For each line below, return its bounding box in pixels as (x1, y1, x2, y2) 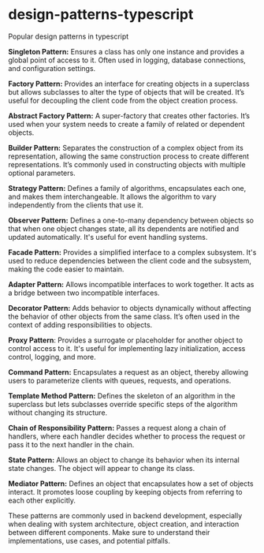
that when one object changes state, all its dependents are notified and (8, 223, 239, 234)
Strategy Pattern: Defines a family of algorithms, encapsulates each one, (8, 183, 247, 192)
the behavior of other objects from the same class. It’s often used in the (8, 312, 240, 321)
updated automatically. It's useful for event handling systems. (8, 232, 208, 241)
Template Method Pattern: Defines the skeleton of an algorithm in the (8, 390, 236, 400)
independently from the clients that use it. (8, 200, 144, 210)
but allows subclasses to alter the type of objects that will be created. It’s (8, 87, 245, 96)
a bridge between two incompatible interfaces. (8, 288, 160, 297)
